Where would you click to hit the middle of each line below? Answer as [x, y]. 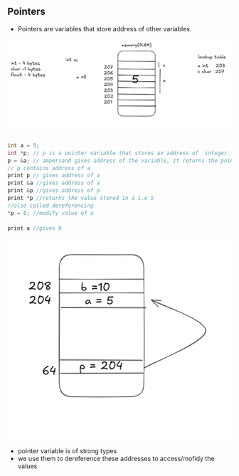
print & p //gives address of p [54, 191]
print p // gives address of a [54, 176]
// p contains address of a [49, 168]
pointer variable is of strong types [67, 451]
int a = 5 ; [23, 145]
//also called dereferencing [51, 206]
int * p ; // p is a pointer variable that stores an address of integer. [119, 153]
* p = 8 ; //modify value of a [51, 213]
